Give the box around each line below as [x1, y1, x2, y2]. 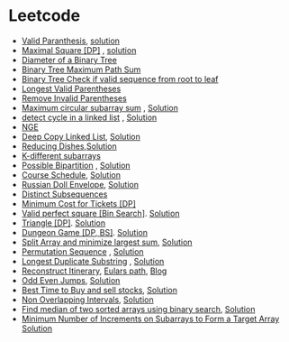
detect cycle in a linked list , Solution [21, 112, 158, 123]
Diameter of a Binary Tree [21, 54, 118, 65]
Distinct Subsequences [21, 189, 108, 199]
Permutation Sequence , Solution [21, 245, 145, 257]
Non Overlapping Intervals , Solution [21, 294, 154, 305]
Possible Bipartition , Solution [21, 160, 131, 171]
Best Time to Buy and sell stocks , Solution [21, 284, 177, 295]
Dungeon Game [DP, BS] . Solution [21, 226, 148, 237]
